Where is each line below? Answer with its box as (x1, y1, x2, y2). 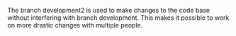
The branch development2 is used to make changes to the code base (7, 6, 210, 14)
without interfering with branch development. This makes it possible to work (7, 13, 230, 22)
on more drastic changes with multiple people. (7, 21, 143, 29)
